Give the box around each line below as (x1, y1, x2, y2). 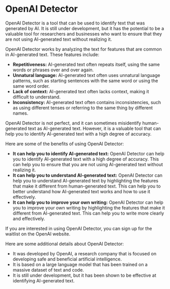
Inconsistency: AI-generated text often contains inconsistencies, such (12, 99, 161, 105)
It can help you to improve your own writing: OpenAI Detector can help (12, 199, 164, 205)
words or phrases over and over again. (12, 67, 94, 73)
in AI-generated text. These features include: (5, 51, 100, 58)
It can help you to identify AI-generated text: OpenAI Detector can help (12, 150, 164, 156)
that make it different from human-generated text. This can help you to (12, 183, 161, 189)
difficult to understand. (12, 94, 61, 100)
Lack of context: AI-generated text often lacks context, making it (12, 88, 149, 94)
